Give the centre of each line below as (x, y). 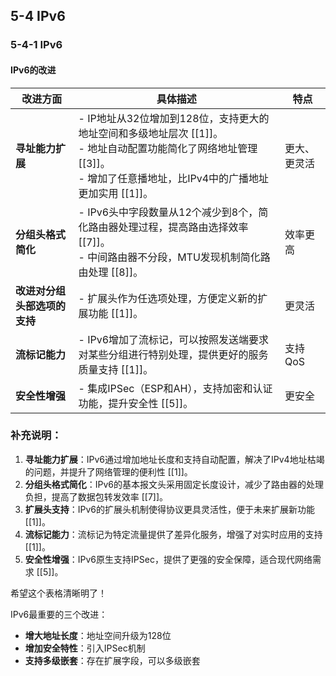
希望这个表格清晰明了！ (58, 593)
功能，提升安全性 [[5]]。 (136, 403)
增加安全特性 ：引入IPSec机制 (85, 648)
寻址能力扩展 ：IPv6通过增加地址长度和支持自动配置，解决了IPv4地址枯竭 (174, 459)
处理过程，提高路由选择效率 (183, 227)
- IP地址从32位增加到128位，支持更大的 (174, 118)
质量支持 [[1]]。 (116, 369)
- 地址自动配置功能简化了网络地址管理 (168, 148)
